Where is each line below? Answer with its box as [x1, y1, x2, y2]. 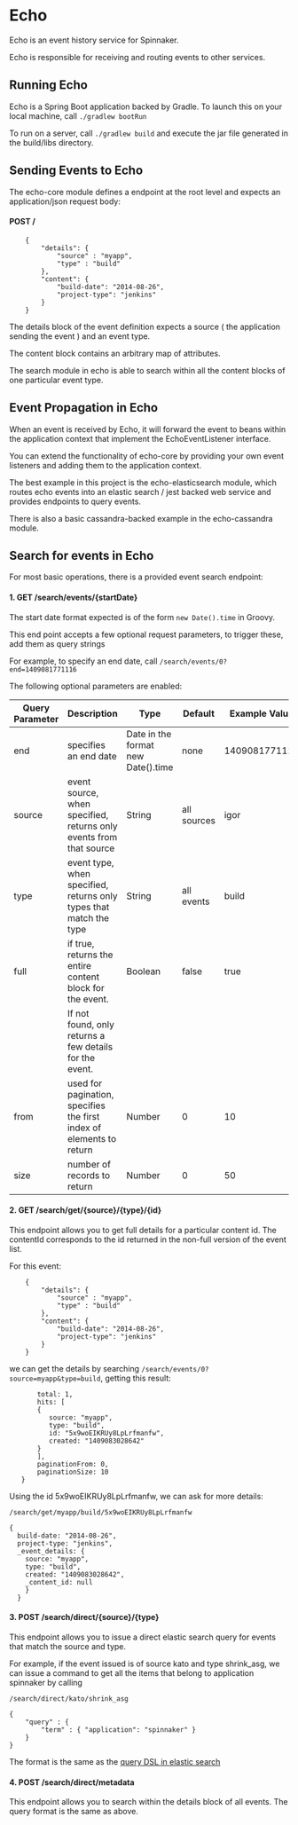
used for [67, 1077, 103, 1089]
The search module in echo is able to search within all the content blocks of [9, 365, 286, 375]
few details [67, 1040, 114, 1052]
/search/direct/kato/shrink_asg [9, 1695, 129, 1703]
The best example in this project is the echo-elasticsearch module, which [9, 476, 277, 488]
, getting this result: [100, 1373, 171, 1383]
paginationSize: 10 [36, 1467, 109, 1476]
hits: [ [36, 1397, 66, 1406]
